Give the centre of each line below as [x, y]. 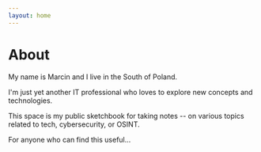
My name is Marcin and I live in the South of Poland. [93, 77]
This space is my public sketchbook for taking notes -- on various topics [126, 116]
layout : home [30, 15]
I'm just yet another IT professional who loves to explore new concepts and [130, 92]
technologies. [30, 101]
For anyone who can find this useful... [70, 139]
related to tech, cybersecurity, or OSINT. [74, 124]
